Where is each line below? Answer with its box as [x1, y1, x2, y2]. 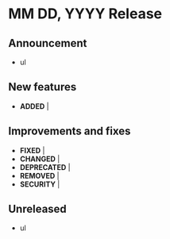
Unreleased [8, 202, 68, 216]
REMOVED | [19, 171, 60, 180]
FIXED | [19, 145, 45, 155]
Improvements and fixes [8, 125, 131, 138]
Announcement [8, 37, 87, 50]
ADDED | [19, 101, 49, 111]
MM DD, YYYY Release [8, 5, 163, 23]
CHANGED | [19, 154, 60, 164]
